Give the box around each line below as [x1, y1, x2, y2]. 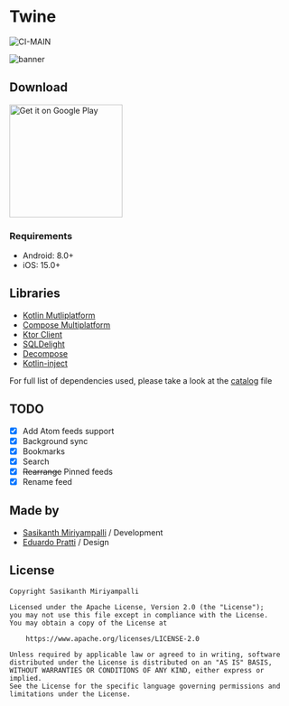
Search [22, 456, 50, 467]
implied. [9, 673, 42, 683]
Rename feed [22, 476, 72, 487]
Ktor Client [22, 329, 63, 339]
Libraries [9, 286, 61, 302]
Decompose [22, 348, 69, 358]
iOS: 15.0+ [22, 260, 61, 271]
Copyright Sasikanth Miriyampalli [9, 587, 140, 596]
